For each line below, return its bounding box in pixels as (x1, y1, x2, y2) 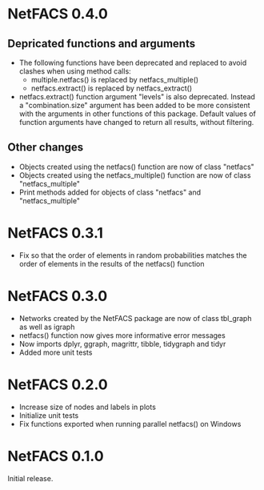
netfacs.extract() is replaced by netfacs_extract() (30, 83, 193, 93)
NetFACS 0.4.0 (7, 5, 109, 23)
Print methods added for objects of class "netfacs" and (18, 187, 202, 197)
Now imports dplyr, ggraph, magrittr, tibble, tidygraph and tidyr (18, 339, 226, 348)
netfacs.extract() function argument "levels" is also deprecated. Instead (18, 92, 255, 101)
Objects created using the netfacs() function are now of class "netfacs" (18, 162, 255, 171)
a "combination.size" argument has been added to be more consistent (18, 101, 250, 110)
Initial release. (7, 473, 54, 483)
